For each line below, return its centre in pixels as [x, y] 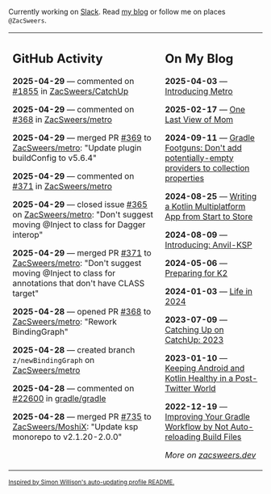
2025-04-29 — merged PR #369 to [82, 137]
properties [184, 178]
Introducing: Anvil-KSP [208, 244]
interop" [28, 234]
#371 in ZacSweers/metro [63, 186]
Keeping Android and [205, 368]
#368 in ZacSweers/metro [63, 119]
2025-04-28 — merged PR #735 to [82, 416]
